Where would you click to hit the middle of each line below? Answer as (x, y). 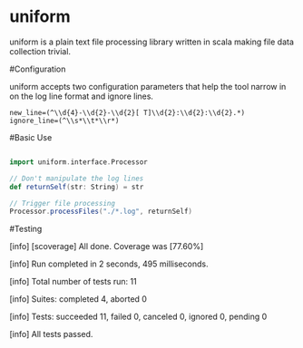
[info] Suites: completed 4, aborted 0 (78, 299)
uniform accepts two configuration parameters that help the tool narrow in (148, 86)
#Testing (26, 229)
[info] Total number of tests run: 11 (73, 282)
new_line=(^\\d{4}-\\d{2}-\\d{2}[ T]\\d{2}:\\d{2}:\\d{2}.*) (127, 112)
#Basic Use (31, 137)
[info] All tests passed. (51, 334)
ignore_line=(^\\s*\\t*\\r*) (64, 121)
